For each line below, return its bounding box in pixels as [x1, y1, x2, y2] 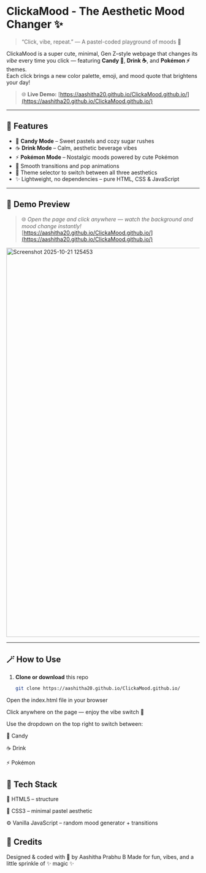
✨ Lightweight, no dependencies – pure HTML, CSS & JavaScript [15, 175, 180, 182]
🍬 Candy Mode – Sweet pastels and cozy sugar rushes [15, 137, 154, 145]
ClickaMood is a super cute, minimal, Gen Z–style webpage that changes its [6, 50, 198, 57]
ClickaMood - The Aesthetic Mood [6, 4, 185, 18]
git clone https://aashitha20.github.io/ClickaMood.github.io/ [15, 685, 181, 691]
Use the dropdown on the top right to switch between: [6, 720, 143, 728]
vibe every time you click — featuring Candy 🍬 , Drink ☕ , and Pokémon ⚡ [6, 56, 190, 64]
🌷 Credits [6, 837, 43, 847]
